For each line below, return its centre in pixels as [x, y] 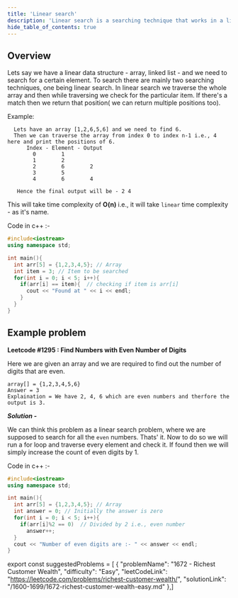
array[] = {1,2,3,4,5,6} [44, 384]
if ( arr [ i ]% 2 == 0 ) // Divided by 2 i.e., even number [103, 524]
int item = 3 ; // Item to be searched [71, 271]
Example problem [47, 333]
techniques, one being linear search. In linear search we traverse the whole [117, 88]
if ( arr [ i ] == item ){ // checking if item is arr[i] [100, 284]
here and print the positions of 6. [61, 142]
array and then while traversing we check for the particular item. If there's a [118, 96]
